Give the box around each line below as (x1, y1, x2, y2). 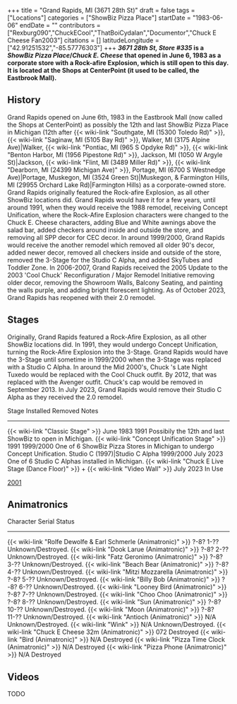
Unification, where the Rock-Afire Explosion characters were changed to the (7, 210, 229, 219)
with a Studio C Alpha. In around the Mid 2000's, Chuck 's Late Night (7, 362, 208, 371)
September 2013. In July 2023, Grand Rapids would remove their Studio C (7, 385, 222, 393)
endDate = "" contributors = (19, 21, 101, 29)
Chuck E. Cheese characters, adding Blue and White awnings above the (7, 218, 217, 226)
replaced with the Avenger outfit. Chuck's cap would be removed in (7, 378, 203, 386)
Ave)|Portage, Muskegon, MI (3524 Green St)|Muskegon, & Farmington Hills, (7, 173, 230, 181)
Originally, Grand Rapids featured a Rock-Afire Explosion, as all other (7, 333, 207, 341)
